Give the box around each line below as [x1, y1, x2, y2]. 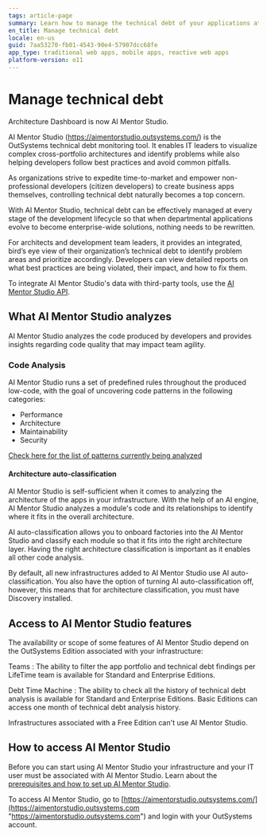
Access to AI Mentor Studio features [8, 616, 192, 630]
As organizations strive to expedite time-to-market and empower [8, 173, 221, 182]
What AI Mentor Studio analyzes [8, 310, 172, 323]
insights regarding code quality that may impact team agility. [8, 339, 207, 349]
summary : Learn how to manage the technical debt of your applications [8, 19, 250, 27]
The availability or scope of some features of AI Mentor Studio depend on [8, 638, 249, 647]
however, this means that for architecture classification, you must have [8, 585, 240, 595]
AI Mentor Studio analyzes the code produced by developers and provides [8, 331, 252, 341]
